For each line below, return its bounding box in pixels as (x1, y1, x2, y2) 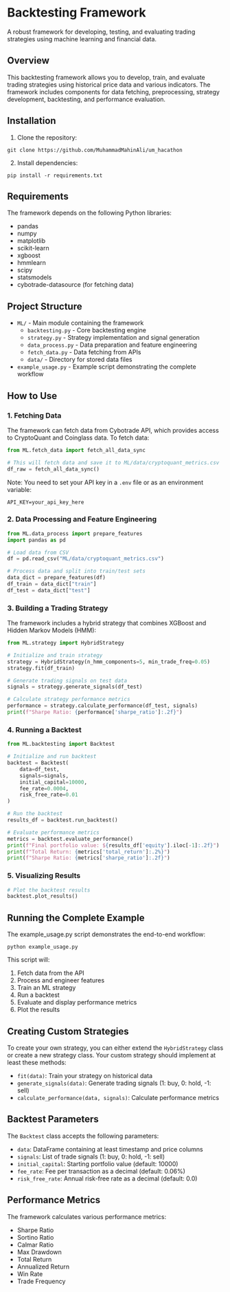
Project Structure (7, 301, 82, 312)
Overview (7, 55, 50, 67)
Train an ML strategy (16, 984, 76, 992)
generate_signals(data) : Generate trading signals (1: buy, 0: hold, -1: (16, 1079, 211, 1087)
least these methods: (7, 1058, 67, 1066)
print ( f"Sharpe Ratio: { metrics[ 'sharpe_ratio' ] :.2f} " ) (7, 854, 170, 861)
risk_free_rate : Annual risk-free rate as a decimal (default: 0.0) (16, 1174, 198, 1183)
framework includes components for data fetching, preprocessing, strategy (7, 87, 220, 96)
